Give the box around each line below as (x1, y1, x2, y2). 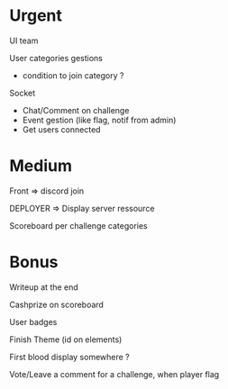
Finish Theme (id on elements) (9, 334, 123, 345)
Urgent (9, 5, 63, 26)
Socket (9, 87, 36, 98)
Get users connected (22, 123, 101, 135)
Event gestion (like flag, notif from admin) (22, 114, 177, 125)
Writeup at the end (9, 281, 78, 293)
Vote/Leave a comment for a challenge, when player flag (9, 368, 220, 379)
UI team (9, 35, 39, 46)
